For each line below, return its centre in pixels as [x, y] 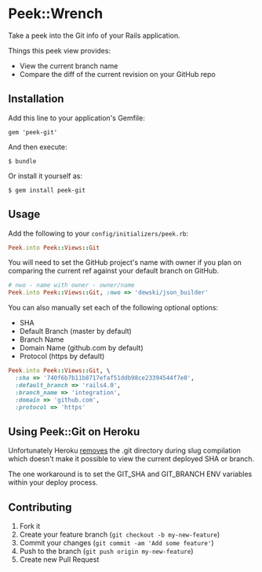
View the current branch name [69, 66]
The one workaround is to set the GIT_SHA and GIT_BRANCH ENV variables [130, 474]
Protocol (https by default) [62, 356]
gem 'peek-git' [33, 132]
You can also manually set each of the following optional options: [113, 308]
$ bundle [22, 161]
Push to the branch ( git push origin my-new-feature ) [106, 552]
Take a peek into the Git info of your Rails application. [94, 35]
